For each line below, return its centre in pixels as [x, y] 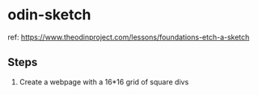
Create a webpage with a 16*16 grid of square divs [104, 81]
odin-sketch [49, 15]
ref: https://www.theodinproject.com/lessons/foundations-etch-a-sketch [129, 37]
